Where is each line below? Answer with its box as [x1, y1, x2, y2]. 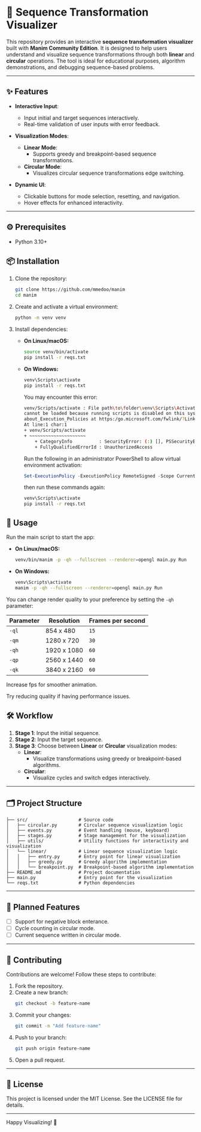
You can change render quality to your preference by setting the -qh [6, 596, 174, 603]
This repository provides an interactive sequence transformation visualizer [6, 38, 193, 45]
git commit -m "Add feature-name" [14, 1023, 101, 1029]
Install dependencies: [14, 325, 68, 333]
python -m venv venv [14, 315, 66, 321]
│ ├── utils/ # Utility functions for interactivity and [6, 838, 188, 844]
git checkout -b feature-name [14, 1000, 91, 1006]
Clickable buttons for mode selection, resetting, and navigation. [23, 192, 181, 200]
